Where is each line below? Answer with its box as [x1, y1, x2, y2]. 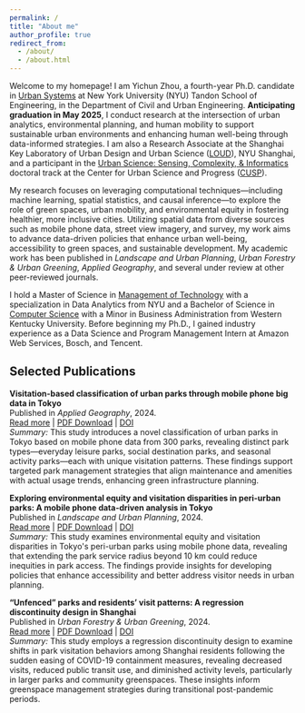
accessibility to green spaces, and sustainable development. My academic [9, 243, 289, 253]
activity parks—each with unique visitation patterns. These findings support [9, 455, 293, 466]
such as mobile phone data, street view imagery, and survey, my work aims [9, 223, 291, 234]
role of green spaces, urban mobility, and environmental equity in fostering [9, 204, 289, 214]
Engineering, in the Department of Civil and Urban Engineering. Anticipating [9, 100, 296, 110]
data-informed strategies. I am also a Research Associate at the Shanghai [9, 138, 284, 149]
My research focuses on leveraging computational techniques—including [9, 185, 283, 195]
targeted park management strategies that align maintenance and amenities [9, 465, 293, 476]
